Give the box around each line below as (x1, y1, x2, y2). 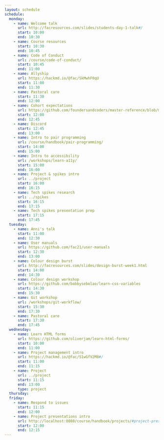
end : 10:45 (17, 48, 40, 53)
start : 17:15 (17, 213, 45, 218)
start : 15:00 (17, 163, 45, 168)
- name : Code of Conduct (13, 53, 64, 58)
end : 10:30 (17, 35, 40, 40)
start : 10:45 (17, 62, 45, 67)
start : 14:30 (17, 286, 45, 291)
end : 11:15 (17, 364, 40, 369)
